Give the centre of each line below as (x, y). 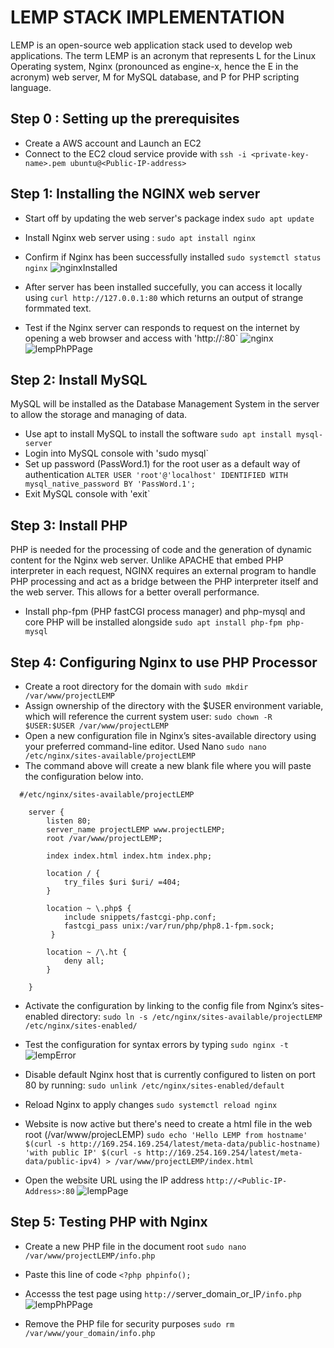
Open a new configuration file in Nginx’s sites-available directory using (170, 735)
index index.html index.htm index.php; (129, 856)
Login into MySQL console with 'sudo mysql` (117, 453)
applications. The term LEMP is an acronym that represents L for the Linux (163, 55)
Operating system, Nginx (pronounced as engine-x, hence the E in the (154, 66)
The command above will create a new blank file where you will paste (168, 765)
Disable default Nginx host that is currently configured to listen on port (170, 1074)
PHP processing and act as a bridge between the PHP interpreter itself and (164, 582)
